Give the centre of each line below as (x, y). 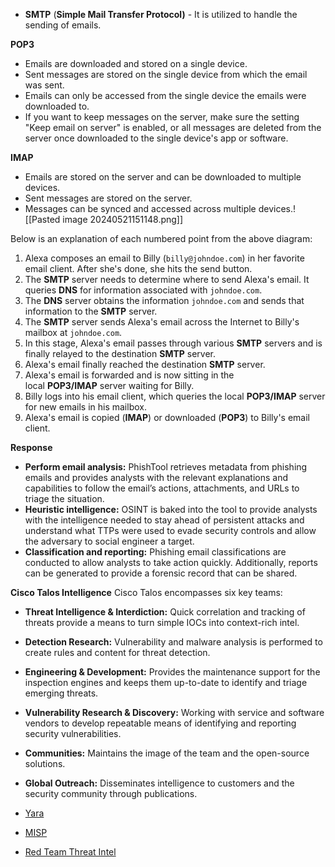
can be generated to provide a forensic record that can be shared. (161, 573)
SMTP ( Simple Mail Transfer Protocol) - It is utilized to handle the (161, 14)
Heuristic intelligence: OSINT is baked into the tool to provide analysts (171, 509)
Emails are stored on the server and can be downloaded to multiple (163, 177)
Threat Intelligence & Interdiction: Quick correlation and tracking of (165, 612)
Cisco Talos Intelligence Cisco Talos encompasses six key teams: (146, 592)
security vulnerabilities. (73, 733)
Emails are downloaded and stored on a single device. (136, 63)
